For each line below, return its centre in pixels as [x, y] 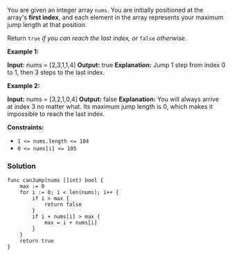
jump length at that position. [47, 25]
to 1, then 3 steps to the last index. [56, 72]
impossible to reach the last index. [56, 114]
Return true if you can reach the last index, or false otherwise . [97, 38]
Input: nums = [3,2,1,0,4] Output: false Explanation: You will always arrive [113, 99]
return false [63, 205]
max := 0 [32, 186]
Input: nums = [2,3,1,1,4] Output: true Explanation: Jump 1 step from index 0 [116, 65]
